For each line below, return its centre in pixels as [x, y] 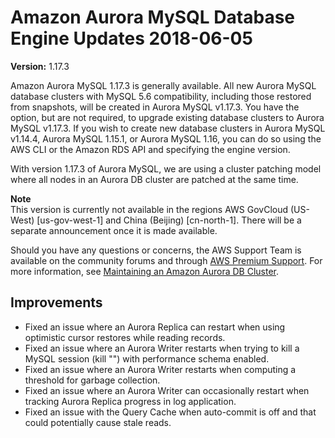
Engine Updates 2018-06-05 [131, 38]
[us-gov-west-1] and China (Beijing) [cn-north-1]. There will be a [169, 220]
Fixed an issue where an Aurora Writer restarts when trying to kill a [162, 348]
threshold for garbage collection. [92, 380]
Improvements [56, 302]
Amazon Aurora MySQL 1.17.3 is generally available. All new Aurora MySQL [163, 85]
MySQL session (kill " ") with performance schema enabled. [147, 358]
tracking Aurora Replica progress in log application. [130, 401]
